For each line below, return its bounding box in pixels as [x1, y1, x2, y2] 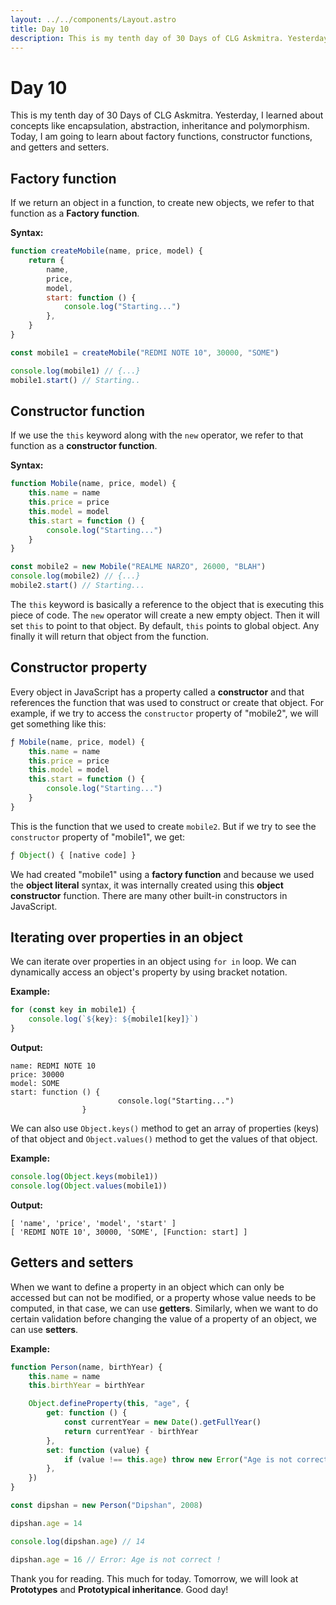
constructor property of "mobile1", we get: [10, 831, 186, 843]
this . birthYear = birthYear [28, 1381, 145, 1391]
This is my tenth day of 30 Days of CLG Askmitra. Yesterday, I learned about [10, 109, 324, 121]
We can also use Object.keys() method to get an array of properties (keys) [10, 1122, 320, 1135]
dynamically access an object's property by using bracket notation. [10, 966, 288, 978]
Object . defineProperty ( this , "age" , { [28, 1399, 190, 1409]
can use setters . [10, 1323, 79, 1335]
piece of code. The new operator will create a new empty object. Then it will [10, 609, 320, 621]
